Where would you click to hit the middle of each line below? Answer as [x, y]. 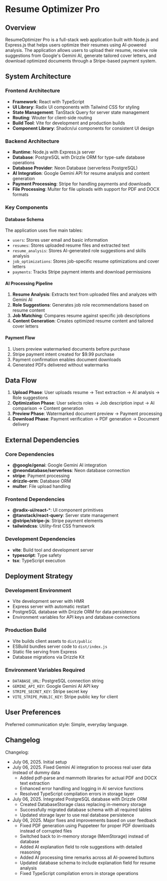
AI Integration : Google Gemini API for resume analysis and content [81, 173]
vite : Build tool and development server [53, 550]
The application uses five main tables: [44, 230]
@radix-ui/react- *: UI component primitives [58, 510]
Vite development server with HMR [48, 601]
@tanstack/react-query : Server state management [65, 515]
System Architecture [38, 77]
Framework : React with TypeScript [48, 101]
